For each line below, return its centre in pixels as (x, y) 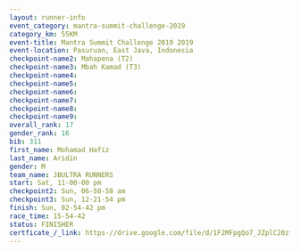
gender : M (28, 166)
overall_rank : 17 (42, 125)
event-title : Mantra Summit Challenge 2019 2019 (101, 42)
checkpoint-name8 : (43, 109)
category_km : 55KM (43, 34)
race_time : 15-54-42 (48, 216)
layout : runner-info (48, 17)
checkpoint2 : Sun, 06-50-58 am (67, 191)
